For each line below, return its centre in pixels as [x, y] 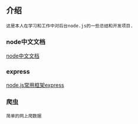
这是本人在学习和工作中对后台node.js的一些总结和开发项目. [70, 26]
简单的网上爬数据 [24, 116]
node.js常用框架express [35, 85]
